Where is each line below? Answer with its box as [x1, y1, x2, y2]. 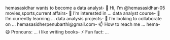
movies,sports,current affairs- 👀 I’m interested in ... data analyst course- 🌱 [5, 10, 160, 16]
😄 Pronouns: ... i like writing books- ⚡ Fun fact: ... [5, 29, 109, 35]
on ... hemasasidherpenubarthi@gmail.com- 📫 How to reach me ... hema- [5, 21, 160, 27]
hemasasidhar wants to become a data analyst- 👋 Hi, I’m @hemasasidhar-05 [5, 5, 165, 11]
